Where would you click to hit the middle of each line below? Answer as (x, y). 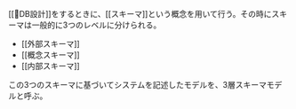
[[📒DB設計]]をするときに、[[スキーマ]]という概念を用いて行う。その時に (140, 14)
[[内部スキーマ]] (51, 66)
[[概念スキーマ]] (51, 55)
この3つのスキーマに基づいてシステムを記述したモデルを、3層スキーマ (138, 85)
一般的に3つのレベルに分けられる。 (96, 25)
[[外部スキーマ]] (51, 44)
